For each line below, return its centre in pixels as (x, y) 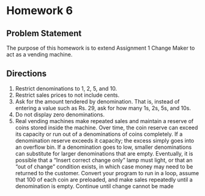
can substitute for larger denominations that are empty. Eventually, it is (104, 153)
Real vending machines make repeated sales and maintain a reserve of (104, 121)
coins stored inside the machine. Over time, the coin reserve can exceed (106, 127)
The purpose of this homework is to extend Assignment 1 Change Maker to (101, 48)
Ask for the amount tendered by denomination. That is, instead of (97, 101)
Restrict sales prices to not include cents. (67, 95)
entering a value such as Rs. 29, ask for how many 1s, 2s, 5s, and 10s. (103, 108)
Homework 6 (40, 11)
